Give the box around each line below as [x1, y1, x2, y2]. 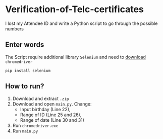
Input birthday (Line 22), [20, 106, 71, 112]
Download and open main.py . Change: [12, 100, 92, 107]
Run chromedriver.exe [12, 122, 59, 128]
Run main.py [12, 128, 38, 134]
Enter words [5, 41, 44, 49]
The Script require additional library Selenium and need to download [5, 54, 146, 60]
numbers [5, 25, 24, 31]
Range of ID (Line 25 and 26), [20, 112, 82, 118]
